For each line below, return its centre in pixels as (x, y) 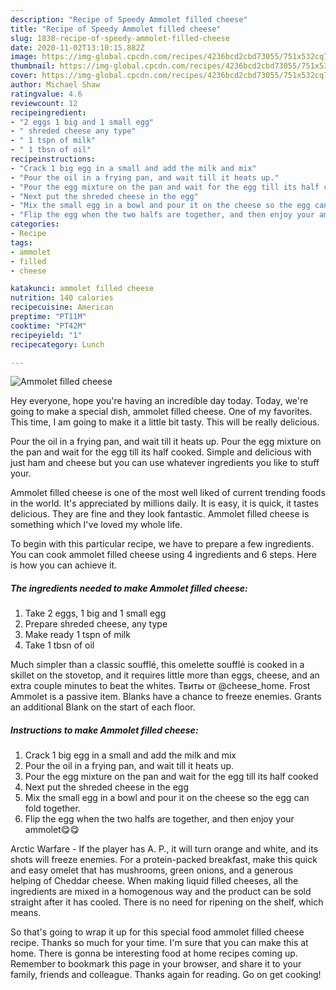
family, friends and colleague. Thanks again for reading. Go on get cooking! (166, 975)
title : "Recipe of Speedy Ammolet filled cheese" (116, 29)
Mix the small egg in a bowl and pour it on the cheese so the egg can (167, 798)
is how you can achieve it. (64, 565)
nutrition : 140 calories (62, 298)
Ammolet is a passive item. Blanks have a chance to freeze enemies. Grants (166, 697)
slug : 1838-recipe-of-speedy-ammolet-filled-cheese (120, 38)
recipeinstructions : (53, 159)
